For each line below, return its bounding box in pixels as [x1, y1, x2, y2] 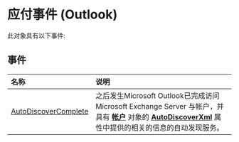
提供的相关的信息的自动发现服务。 [110, 122, 224, 132]
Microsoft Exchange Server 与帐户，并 [95, 101, 224, 111]
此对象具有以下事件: [7, 31, 66, 40]
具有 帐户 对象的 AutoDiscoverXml [95, 111, 213, 121]
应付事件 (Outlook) [7, 6, 118, 23]
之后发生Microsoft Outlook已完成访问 [95, 90, 220, 100]
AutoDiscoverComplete [11, 106, 89, 116]
